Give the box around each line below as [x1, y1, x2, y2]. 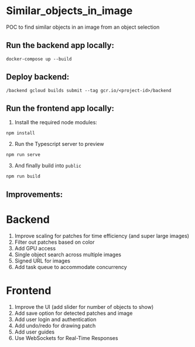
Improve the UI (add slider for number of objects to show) [14, 303, 154, 310]
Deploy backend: [6, 72, 70, 82]
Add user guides [14, 328, 54, 335]
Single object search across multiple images [14, 251, 122, 258]
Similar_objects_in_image [6, 4, 133, 18]
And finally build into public [14, 162, 82, 169]
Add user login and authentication [14, 315, 97, 323]
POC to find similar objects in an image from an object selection [6, 23, 160, 30]
